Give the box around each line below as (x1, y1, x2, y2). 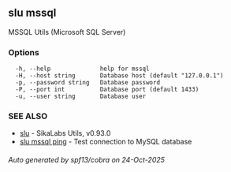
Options (8, 47, 39, 58)
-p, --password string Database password (15, 79, 160, 87)
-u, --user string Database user (15, 92, 147, 101)
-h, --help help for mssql (15, 65, 150, 73)
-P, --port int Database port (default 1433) (15, 86, 199, 94)
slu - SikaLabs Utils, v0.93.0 (19, 129, 111, 138)
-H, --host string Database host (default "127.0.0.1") (15, 72, 224, 80)
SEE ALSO (8, 110, 48, 122)
